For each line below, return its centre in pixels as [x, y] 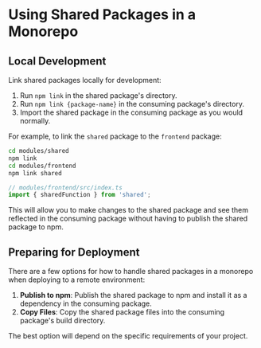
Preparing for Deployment [74, 252]
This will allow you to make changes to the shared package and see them [129, 210]
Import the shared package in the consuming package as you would [131, 112]
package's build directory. [62, 321]
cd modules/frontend [43, 166]
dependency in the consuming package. [86, 303]
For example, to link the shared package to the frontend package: [115, 136]
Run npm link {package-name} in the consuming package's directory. [132, 104]
